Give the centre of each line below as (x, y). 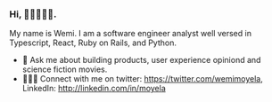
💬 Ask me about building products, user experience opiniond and (141, 60)
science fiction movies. (65, 69)
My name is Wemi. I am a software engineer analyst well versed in (131, 34)
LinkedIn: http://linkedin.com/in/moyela (94, 89)
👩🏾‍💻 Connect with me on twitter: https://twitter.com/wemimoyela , (142, 79)
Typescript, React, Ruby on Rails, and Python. (93, 43)
